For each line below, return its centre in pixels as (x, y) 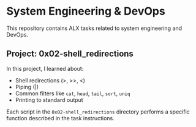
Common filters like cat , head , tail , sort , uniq (73, 93)
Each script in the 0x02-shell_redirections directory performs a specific (98, 112)
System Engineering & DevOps (86, 11)
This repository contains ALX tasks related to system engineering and (94, 28)
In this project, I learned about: (45, 68)
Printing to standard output (49, 100)
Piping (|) (27, 87)
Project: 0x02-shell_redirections (70, 54)
